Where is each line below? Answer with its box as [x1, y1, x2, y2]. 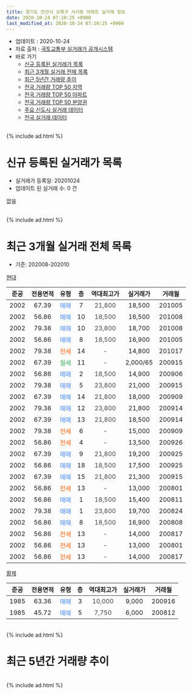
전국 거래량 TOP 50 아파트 [24, 91, 87, 98]
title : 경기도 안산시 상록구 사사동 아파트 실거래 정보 [6, 9, 126, 15]
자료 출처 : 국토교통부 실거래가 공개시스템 [15, 45, 113, 52]
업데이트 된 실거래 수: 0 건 [15, 185, 77, 192]
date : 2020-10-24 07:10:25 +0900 [6, 15, 91, 21]
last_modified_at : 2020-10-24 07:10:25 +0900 [6, 20, 124, 26]
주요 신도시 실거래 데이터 [24, 106, 84, 113]
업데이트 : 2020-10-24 [15, 38, 70, 45]
